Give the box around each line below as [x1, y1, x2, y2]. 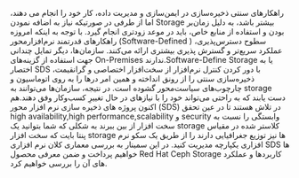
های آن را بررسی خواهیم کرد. [10, 159, 108, 168]
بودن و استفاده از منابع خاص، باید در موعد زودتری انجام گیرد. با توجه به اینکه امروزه [10, 27, 285, 36]
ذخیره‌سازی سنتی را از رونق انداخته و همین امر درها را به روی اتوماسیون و [10, 74, 255, 83]
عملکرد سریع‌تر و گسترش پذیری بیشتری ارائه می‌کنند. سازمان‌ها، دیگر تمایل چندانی [10, 45, 283, 56]
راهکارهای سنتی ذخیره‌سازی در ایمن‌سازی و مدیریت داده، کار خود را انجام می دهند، [10, 8, 284, 18]
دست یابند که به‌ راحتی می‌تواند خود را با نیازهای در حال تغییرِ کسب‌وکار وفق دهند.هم [10, 92, 286, 103]
